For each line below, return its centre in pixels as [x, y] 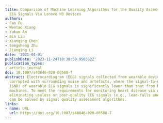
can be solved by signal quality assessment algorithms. [68, 100]
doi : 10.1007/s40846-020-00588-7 [39, 73]
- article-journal [24, 68]
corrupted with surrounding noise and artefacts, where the [71, 81]
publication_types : [25, 63]
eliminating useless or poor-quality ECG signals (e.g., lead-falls [80, 95]
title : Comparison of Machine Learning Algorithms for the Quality [75, 9]
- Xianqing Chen [21, 41]
